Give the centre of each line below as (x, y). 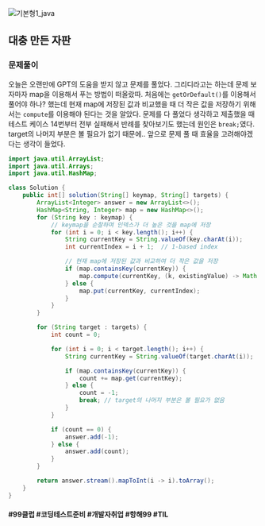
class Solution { (37, 188)
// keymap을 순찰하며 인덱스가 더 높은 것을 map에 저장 (131, 225)
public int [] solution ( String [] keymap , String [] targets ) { (126, 195)
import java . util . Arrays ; (51, 166)
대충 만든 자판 (40, 41)
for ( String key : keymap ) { (85, 217)
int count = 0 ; (76, 335)
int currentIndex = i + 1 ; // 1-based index (141, 247)
